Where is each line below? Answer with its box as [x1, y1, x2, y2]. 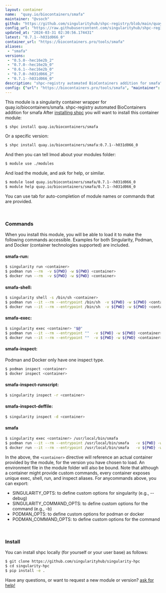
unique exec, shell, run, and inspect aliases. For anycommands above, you [5, 475, 157, 481]
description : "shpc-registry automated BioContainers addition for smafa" [5, 81, 163, 85]
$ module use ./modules [5, 161, 54, 166]
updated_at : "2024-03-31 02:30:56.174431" [5, 30, 94, 35]
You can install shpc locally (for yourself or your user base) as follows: [5, 549, 148, 555]
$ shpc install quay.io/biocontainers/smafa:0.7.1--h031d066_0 [5, 143, 138, 148]
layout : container [5, 7, 43, 12]
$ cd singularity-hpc [5, 563, 50, 568]
